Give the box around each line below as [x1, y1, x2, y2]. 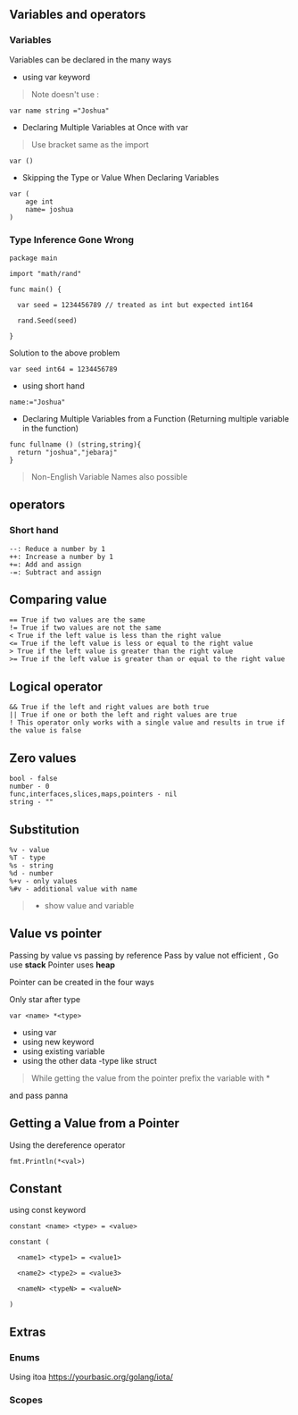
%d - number [9, 868, 54, 878]
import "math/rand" [9, 269, 82, 278]
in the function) [21, 423, 79, 433]
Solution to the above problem [9, 347, 120, 358]
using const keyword [9, 1205, 87, 1216]
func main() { [9, 285, 62, 294]
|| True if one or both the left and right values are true [9, 710, 238, 720]
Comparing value [9, 592, 107, 607]
